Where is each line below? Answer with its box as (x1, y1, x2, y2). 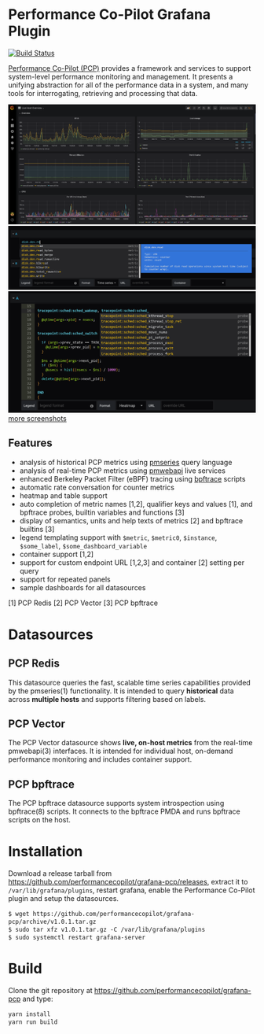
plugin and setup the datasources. (8, 894, 119, 903)
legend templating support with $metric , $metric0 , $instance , (19, 533, 218, 542)
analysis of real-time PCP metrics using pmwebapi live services (19, 466, 226, 475)
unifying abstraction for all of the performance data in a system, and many (8, 80, 249, 90)
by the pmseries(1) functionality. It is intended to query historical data (8, 686, 234, 696)
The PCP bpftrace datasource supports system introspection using (8, 799, 225, 808)
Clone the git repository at (8, 986, 93, 995)
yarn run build (8, 1018, 58, 1026)
